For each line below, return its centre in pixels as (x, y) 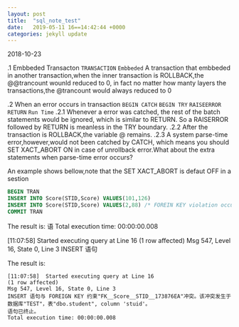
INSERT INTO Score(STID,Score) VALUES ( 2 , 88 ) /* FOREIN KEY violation (113, 205)
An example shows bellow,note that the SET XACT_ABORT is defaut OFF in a (119, 171)
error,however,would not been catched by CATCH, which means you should (118, 142)
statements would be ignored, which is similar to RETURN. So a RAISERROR (118, 120)
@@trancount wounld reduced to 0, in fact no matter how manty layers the (117, 83)
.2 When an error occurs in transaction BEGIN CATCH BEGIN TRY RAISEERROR (115, 105)
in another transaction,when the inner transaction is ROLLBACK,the (106, 76)
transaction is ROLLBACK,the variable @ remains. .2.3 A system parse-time (118, 135)
